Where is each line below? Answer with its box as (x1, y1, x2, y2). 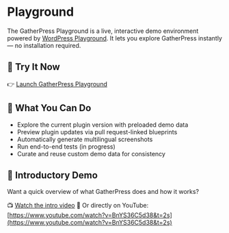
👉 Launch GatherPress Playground (7, 79, 107, 88)
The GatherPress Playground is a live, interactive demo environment (7, 27, 199, 35)
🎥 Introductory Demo (7, 169, 98, 181)
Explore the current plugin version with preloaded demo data (16, 121, 189, 129)
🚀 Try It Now (7, 61, 60, 73)
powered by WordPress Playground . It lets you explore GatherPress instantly (7, 34, 222, 42)
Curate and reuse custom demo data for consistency (16, 149, 166, 158)
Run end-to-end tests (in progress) (16, 142, 116, 151)
